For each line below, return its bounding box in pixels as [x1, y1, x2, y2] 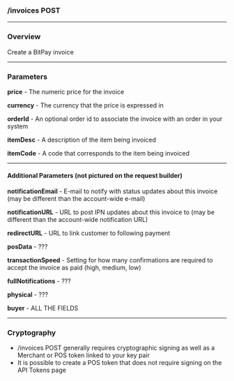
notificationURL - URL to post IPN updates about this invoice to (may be [7, 208, 214, 216]
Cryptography [7, 328, 56, 338]
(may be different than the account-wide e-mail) [7, 195, 146, 203]
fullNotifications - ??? [7, 277, 71, 285]
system [7, 121, 29, 130]
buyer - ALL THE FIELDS [7, 304, 79, 313]
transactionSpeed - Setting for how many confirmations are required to [7, 256, 214, 264]
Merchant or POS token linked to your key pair [17, 351, 150, 359]
